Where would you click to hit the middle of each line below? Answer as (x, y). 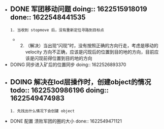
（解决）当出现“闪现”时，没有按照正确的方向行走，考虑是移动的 (92, 45)
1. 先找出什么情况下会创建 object (42, 111)
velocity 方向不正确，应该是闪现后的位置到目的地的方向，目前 (90, 52)
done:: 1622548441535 (48, 18)
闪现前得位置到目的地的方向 (63, 58)
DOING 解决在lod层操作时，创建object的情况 (80, 82)
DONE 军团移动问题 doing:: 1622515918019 (78, 9)
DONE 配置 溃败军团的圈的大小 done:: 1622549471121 (66, 121)
